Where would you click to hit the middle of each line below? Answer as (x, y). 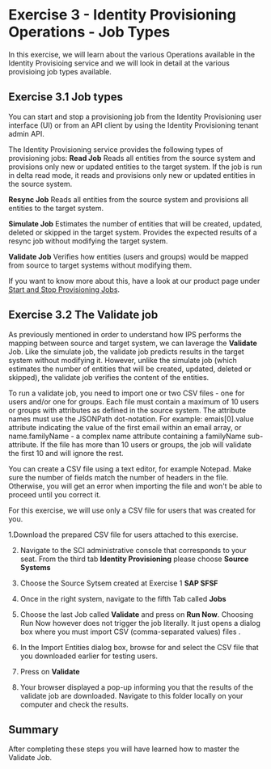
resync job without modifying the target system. (88, 241)
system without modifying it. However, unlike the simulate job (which (123, 360)
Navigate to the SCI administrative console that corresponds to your (133, 550)
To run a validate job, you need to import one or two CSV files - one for (127, 393)
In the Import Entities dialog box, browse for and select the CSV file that (139, 647)
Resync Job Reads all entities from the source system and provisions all (129, 199)
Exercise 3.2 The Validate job (83, 315)
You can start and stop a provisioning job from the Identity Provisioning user (135, 116)
